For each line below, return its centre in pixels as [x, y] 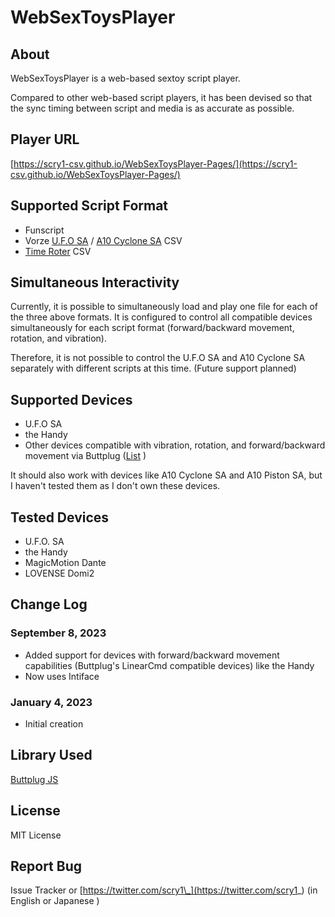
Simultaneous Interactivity [95, 282]
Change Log [49, 604]
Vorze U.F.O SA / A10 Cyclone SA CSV [103, 240]
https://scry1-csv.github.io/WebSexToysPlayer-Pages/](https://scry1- [155, 163]
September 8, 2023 [58, 633]
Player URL [45, 139]
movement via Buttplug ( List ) [85, 456]
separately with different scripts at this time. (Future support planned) [153, 368]
